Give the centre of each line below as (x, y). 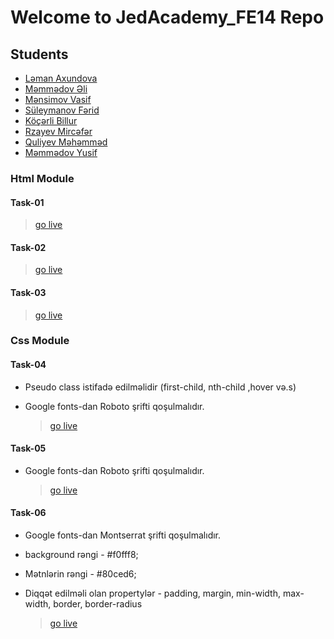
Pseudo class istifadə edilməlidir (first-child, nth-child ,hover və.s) (160, 387)
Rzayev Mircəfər (58, 131)
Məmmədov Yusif (61, 152)
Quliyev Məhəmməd (66, 142)
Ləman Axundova (61, 78)
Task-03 (28, 292)
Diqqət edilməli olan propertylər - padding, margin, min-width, (152, 593)
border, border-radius (98, 604)
